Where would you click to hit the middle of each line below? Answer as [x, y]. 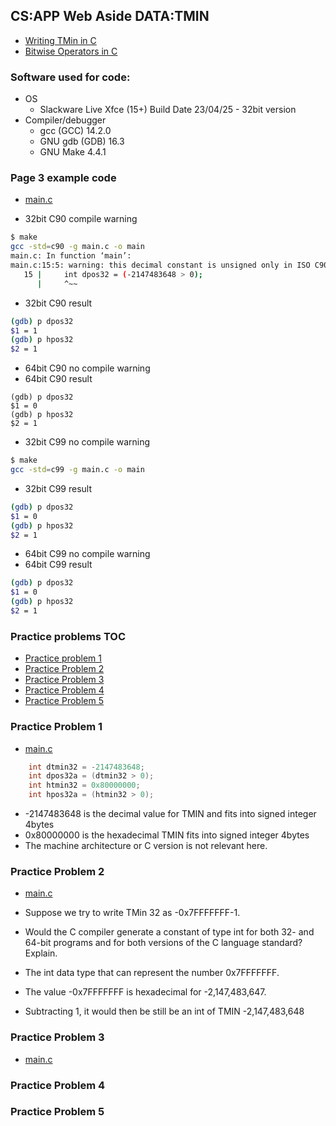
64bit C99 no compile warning [87, 554]
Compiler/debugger [65, 120]
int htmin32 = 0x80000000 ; [84, 785]
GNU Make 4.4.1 [73, 152]
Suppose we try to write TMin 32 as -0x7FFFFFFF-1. [132, 913]
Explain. [41, 953]
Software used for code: [70, 77]
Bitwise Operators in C [71, 51]
